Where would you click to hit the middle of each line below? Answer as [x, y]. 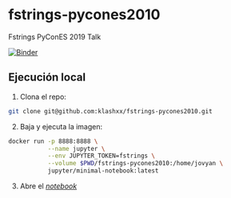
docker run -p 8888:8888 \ [53, 141]
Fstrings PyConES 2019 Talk [55, 37]
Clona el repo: [43, 97]
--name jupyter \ [76, 148]
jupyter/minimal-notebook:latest [103, 171]
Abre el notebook [48, 186]
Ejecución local [47, 77]
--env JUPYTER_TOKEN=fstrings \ [102, 156]
